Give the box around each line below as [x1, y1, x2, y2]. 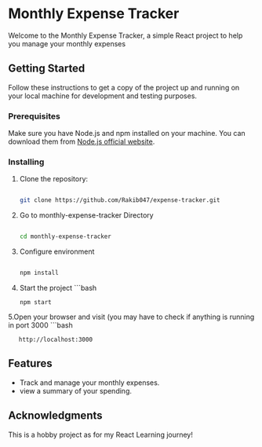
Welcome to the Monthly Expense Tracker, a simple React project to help [8, 31, 243, 40]
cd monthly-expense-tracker [19, 233, 111, 240]
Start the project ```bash [19, 283, 97, 292]
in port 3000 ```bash [8, 320, 73, 330]
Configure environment [19, 247, 95, 256]
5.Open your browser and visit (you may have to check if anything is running [8, 312, 255, 321]
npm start [19, 298, 53, 306]
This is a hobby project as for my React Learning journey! [8, 430, 194, 439]
